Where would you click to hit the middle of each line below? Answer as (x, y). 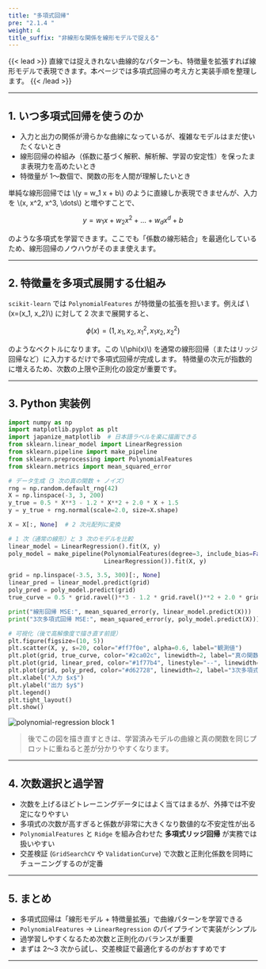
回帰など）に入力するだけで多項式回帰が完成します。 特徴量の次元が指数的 (130, 358)
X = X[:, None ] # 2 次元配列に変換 (65, 525)
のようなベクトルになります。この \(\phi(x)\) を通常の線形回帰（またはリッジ (133, 349)
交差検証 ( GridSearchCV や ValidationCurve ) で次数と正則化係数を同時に (137, 854)
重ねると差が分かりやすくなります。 (114, 749)
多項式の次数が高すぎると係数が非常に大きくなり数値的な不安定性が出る (137, 824)
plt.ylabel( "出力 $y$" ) (46, 685)
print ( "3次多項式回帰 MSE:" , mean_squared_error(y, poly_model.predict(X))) (134, 619)
